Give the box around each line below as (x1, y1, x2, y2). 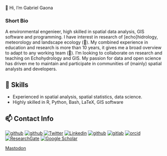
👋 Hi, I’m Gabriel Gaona (5, 5, 54, 11)
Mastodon (5, 145, 26, 151)
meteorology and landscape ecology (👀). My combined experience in (5, 39, 148, 45)
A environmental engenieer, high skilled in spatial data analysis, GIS (5, 29, 144, 35)
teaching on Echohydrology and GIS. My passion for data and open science (5, 55, 161, 61)
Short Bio (5, 17, 29, 24)
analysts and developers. (5, 66, 57, 72)
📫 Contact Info (5, 114, 54, 123)
